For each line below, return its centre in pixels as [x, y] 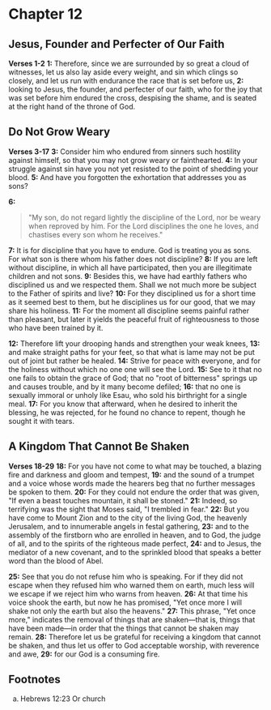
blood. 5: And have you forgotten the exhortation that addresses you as [127, 177]
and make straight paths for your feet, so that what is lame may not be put [131, 352]
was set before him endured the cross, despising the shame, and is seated [133, 98]
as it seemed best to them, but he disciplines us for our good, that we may [132, 302]
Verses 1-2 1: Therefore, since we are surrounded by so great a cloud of [129, 63]
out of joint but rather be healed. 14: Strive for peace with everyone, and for [135, 361]
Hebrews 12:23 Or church [63, 699]
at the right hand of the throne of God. [72, 107]
